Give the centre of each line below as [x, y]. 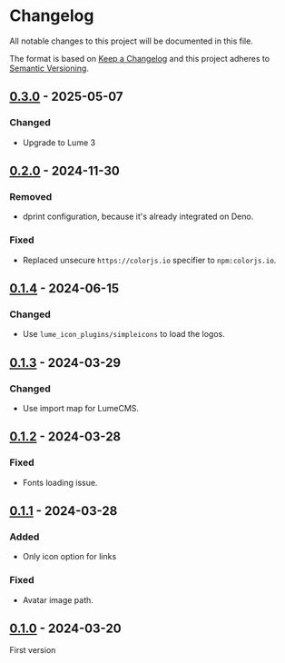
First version [33, 650]
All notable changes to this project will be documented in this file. [132, 41]
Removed [31, 196]
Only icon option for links [69, 557]
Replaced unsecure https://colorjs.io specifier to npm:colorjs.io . [149, 260]
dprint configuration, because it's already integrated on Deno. [138, 217]
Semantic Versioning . [49, 68]
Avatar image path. [58, 599]
